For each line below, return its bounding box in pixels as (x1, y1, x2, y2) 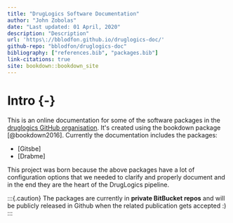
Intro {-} (7, 93, 56, 109)
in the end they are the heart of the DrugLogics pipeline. (7, 180, 170, 189)
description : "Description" (7, 29, 90, 37)
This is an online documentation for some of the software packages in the (7, 116, 221, 124)
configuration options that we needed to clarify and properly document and (7, 173, 226, 181)
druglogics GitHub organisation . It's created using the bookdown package (7, 123, 221, 132)
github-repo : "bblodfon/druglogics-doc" (7, 43, 128, 50)
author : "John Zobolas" (7, 17, 77, 24)
